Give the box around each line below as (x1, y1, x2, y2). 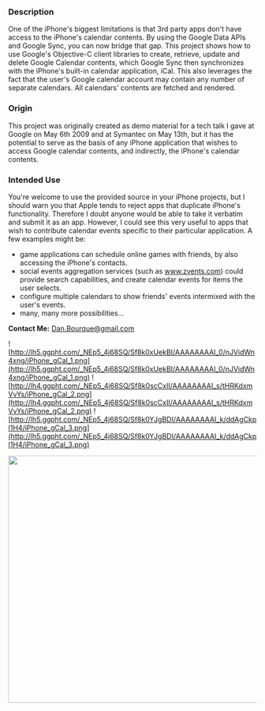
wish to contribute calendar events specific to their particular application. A (8, 225, 253, 235)
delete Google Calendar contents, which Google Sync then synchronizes (8, 58, 244, 67)
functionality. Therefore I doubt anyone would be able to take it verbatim (8, 209, 243, 218)
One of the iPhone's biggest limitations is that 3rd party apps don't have (8, 25, 242, 34)
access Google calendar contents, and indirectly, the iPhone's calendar (8, 146, 240, 156)
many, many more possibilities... (19, 308, 125, 318)
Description (8, 6, 54, 17)
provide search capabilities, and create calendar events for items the (19, 274, 243, 284)
